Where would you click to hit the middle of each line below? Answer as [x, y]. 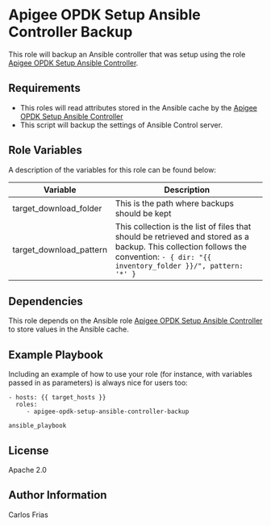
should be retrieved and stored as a [182, 236]
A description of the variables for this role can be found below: [112, 169]
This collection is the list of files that [183, 226]
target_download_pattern [60, 249]
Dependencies [46, 301]
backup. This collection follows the [181, 246]
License [29, 451]
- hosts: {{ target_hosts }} [57, 398]
